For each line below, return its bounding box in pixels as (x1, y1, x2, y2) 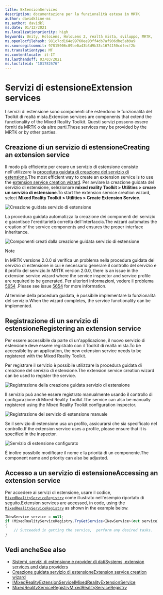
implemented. (5, 303, 33, 308)
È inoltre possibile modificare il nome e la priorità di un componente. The (5, 450, 149, 456)
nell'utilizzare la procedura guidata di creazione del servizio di (5, 169, 130, 175)
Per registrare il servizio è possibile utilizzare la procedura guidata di (5, 362, 142, 368)
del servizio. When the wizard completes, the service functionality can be (5, 297, 151, 304)
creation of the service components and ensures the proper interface (5, 224, 144, 230)
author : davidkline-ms (5, 16, 51, 21)
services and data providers (12, 564, 68, 570)
